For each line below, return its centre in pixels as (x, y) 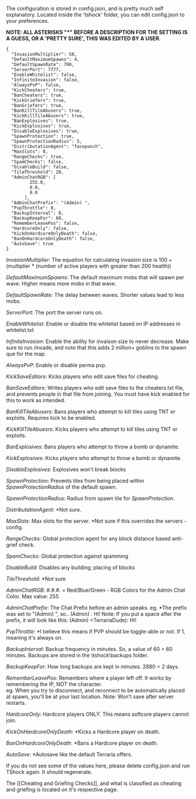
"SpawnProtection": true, (43, 136)
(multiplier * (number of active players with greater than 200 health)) (89, 266)
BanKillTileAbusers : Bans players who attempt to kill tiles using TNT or (91, 411)
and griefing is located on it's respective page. (62, 789)
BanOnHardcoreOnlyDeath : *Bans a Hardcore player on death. (82, 743)
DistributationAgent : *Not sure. (44, 510)
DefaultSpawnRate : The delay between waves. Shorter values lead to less (95, 295)
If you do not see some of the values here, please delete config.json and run (98, 766)
